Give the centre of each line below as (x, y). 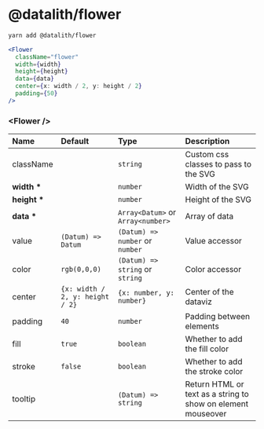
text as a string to (217, 394)
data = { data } (35, 79)
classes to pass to (218, 164)
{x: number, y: (146, 293)
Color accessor (213, 269)
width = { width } (38, 64)
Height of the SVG (218, 200)
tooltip (24, 399)
